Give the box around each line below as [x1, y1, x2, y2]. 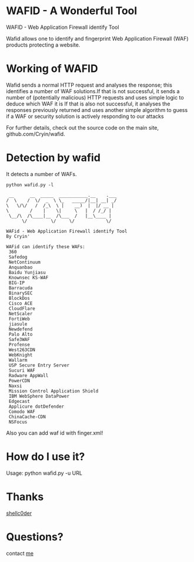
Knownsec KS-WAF [8, 275, 49, 280]
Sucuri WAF [8, 367, 35, 373]
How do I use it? [6, 450, 85, 463]
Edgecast [8, 398, 31, 404]
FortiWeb [8, 316, 31, 322]
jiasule [8, 321, 28, 327]
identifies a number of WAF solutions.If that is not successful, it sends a [6, 87, 180, 95]
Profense [8, 342, 31, 348]
